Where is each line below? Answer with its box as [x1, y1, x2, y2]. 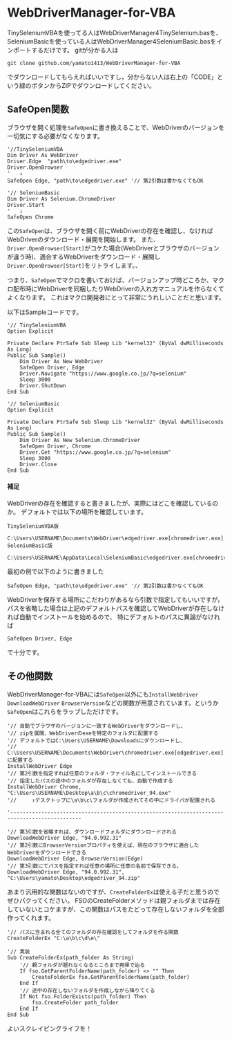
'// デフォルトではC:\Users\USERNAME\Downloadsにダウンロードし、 [7, 737, 186, 744]
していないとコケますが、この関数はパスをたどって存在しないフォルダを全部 [7, 905, 224, 913]
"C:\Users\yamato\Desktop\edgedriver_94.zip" [7, 874, 140, 881]
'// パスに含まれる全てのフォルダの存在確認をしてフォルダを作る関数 [7, 928, 179, 935]
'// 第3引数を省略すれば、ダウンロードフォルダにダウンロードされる [7, 828, 177, 835]
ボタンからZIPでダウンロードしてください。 [30, 81, 155, 89]
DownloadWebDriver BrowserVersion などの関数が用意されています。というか [7, 699, 220, 707]
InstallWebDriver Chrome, [7, 783, 81, 790]
